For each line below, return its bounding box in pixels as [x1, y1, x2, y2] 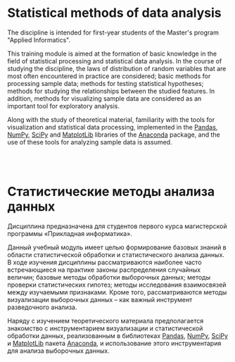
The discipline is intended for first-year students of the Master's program [7, 28, 220, 37]
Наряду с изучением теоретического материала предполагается [7, 316, 204, 325]
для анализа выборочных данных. [7, 347, 110, 355]
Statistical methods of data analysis [7, 5, 222, 21]
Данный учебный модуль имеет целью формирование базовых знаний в [7, 243, 227, 251]
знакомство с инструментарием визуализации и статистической [7, 324, 203, 332]
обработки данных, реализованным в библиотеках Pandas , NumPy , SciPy [7, 331, 229, 339]
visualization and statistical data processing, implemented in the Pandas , [7, 123, 218, 131]
